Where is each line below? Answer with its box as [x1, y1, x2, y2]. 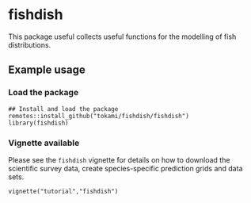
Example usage [8, 63, 86, 77]
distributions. [8, 40, 51, 49]
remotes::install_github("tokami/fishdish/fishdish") [8, 112, 190, 120]
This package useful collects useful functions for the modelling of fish [8, 32, 237, 41]
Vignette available [8, 137, 80, 148]
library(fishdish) [8, 119, 69, 127]
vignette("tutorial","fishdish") [8, 187, 119, 195]
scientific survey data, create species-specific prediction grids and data [8, 163, 243, 173]
